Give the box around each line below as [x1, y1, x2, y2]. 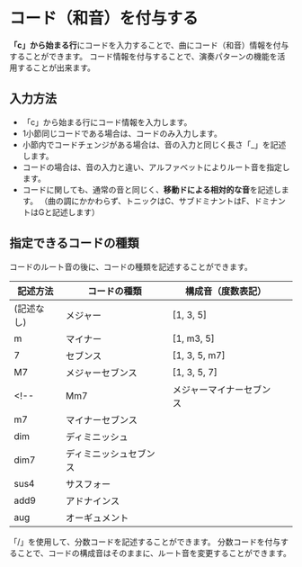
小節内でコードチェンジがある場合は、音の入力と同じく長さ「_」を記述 [22, 139, 287, 149]
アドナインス [66, 494, 120, 507]
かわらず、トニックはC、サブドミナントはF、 [86, 195, 254, 206]
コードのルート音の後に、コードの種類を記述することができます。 [9, 261, 253, 272]
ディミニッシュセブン [66, 447, 155, 460]
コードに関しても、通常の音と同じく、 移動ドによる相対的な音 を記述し [22, 184, 281, 194]
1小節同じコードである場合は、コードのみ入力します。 [22, 128, 222, 139]
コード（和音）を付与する [9, 8, 200, 29]
